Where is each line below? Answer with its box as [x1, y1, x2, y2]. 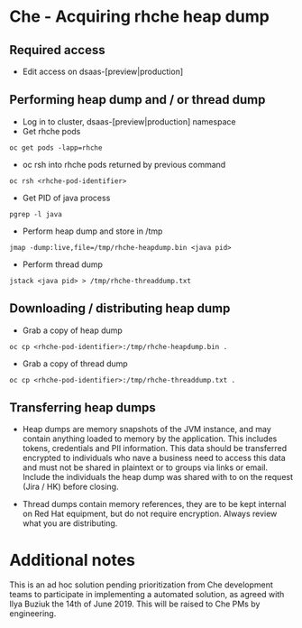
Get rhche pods [22, 125, 81, 136]
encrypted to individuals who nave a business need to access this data [22, 453, 286, 464]
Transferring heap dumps [9, 400, 156, 416]
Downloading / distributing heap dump [9, 300, 231, 317]
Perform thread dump [22, 259, 104, 270]
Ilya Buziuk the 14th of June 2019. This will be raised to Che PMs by [9, 598, 261, 610]
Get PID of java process [22, 192, 111, 203]
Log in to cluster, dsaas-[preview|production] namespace [22, 115, 236, 127]
